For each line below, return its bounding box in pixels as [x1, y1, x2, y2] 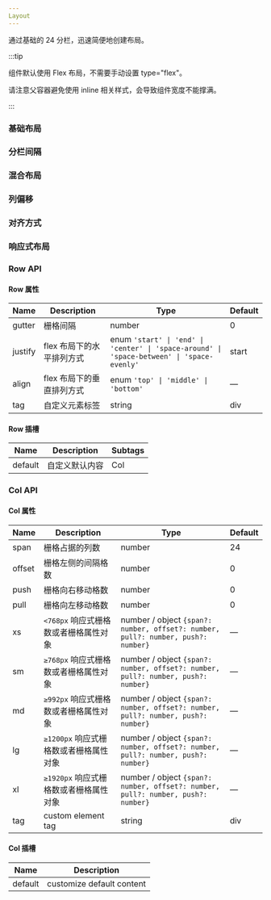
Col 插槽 [8, 843, 36, 853]
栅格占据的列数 [43, 542, 101, 553]
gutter [12, 320, 35, 331]
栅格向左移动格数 [43, 599, 109, 610]
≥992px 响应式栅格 [43, 693, 111, 705]
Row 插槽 [8, 424, 40, 433]
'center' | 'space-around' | [110, 344, 222, 354]
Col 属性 [8, 506, 36, 515]
